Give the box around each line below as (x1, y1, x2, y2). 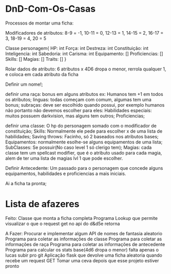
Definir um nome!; (5, 81, 43, 87)
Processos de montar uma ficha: (5, 20, 74, 26)
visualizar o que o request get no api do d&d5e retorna (5, 220, 120, 227)
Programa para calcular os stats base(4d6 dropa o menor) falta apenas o (5, 246, 159, 253)
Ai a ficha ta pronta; (5, 180, 47, 186)
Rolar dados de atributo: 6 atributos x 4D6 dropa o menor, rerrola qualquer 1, (5, 66, 166, 72)
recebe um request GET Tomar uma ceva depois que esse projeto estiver (5, 257, 159, 263)
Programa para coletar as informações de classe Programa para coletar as (5, 236, 162, 242)
